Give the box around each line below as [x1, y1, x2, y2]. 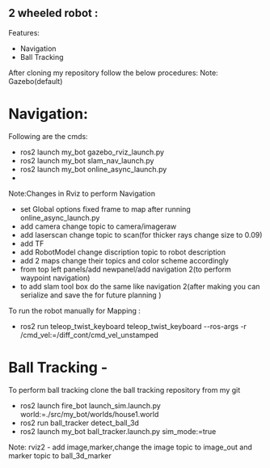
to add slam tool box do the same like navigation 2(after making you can [19, 281, 260, 291]
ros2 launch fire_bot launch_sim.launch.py [19, 400, 162, 411]
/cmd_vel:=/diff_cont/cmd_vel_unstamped [19, 330, 159, 339]
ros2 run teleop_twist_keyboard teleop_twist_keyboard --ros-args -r [19, 321, 247, 331]
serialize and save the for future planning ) [19, 290, 162, 300]
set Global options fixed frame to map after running [19, 204, 192, 213]
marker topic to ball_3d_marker [8, 450, 112, 460]
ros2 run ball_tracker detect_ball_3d [19, 418, 140, 428]
